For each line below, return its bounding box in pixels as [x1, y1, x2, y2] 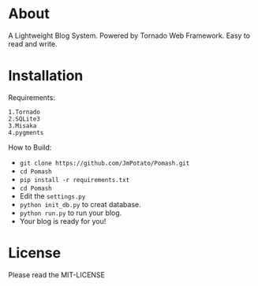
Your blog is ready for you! [19, 216, 107, 225]
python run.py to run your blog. [19, 208, 122, 217]
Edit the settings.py [19, 191, 86, 201]
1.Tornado [8, 108, 41, 116]
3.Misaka [8, 121, 37, 130]
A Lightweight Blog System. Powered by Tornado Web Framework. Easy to [8, 31, 251, 40]
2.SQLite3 [8, 115, 41, 123]
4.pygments [8, 128, 44, 136]
